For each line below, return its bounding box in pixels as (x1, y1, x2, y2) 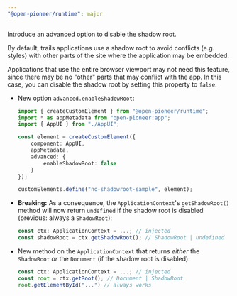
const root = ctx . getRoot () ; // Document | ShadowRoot (17, 275, 184, 282)
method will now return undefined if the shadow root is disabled (17, 207, 204, 215)
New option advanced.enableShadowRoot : (17, 94, 135, 102)
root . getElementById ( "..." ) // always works (17, 281, 152, 288)
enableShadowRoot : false (43, 160, 117, 167)
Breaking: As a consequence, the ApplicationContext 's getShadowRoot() (17, 199, 230, 207)
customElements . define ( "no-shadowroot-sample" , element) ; (17, 186, 193, 193)
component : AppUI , (31, 140, 85, 148)
